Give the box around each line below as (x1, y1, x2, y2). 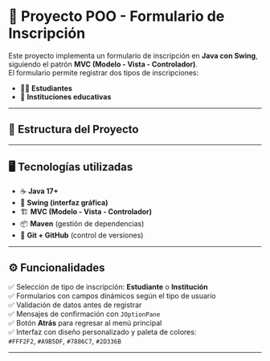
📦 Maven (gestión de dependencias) (19, 218, 145, 228)
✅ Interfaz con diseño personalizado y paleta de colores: (8, 327, 197, 337)
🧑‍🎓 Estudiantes (19, 83, 72, 93)
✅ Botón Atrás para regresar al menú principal (8, 318, 162, 328)
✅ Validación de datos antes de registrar (8, 300, 142, 310)
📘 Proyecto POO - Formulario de (8, 7, 225, 26)
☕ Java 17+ (19, 186, 59, 196)
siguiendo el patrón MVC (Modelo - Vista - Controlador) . (8, 59, 198, 69)
